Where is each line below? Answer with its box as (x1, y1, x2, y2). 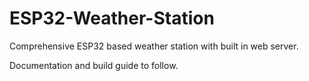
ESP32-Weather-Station (9, 7, 215, 30)
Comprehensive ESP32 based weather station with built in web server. (9, 40, 299, 52)
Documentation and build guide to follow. (9, 59, 179, 71)
